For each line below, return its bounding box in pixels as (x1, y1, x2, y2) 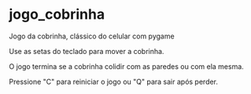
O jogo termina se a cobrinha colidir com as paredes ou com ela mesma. (9, 61, 245, 71)
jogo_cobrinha (9, 5, 105, 23)
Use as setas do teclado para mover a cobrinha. (9, 46, 164, 56)
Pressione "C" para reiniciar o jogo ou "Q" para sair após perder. (9, 77, 219, 86)
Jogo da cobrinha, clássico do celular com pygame (9, 31, 175, 41)
